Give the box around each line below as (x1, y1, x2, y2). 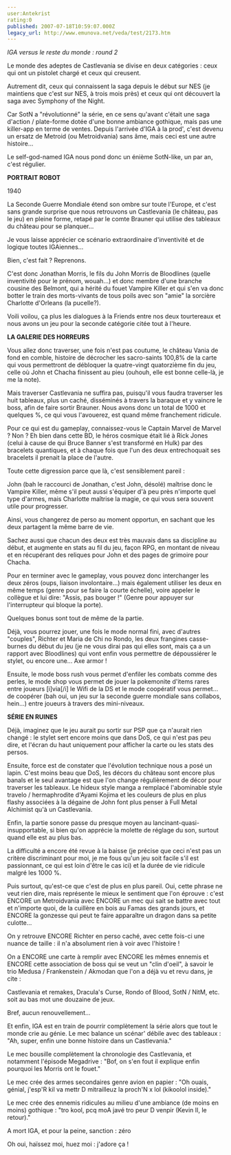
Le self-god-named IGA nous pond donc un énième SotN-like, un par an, (7, 153, 213, 161)
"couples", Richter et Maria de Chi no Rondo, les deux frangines (7, 635, 188, 643)
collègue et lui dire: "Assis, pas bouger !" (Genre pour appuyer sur (7, 593, 195, 602)
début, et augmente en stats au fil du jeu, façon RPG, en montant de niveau (7, 544, 220, 552)
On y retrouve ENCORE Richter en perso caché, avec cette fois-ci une (7, 932, 205, 941)
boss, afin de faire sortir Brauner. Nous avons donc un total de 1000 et (7, 404, 206, 412)
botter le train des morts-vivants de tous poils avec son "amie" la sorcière (7, 292, 216, 300)
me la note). (7, 376, 41, 384)
